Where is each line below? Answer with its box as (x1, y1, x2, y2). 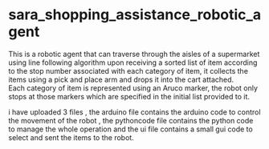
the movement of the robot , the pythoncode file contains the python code (8, 115, 254, 125)
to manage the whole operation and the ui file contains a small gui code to (8, 124, 253, 134)
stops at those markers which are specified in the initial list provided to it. (8, 91, 251, 101)
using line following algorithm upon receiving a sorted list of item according (8, 58, 258, 67)
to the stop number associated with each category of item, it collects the (8, 66, 249, 75)
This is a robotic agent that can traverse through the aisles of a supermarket (8, 49, 260, 58)
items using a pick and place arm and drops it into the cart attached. (8, 74, 234, 84)
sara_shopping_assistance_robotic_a (8, 6, 262, 24)
